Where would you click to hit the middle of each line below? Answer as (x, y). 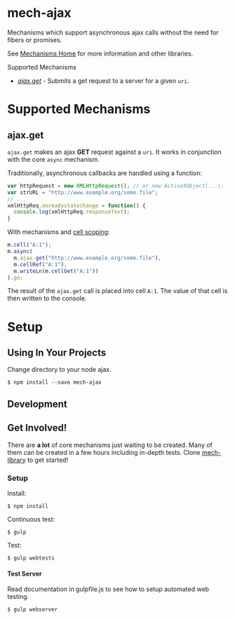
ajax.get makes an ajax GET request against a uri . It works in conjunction (114, 152)
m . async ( (20, 252)
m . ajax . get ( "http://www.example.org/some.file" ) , (87, 258)
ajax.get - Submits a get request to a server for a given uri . (103, 80)
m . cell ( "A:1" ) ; (29, 245)
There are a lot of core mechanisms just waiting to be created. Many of (110, 445)
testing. (18, 597)
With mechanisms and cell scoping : (59, 232)
